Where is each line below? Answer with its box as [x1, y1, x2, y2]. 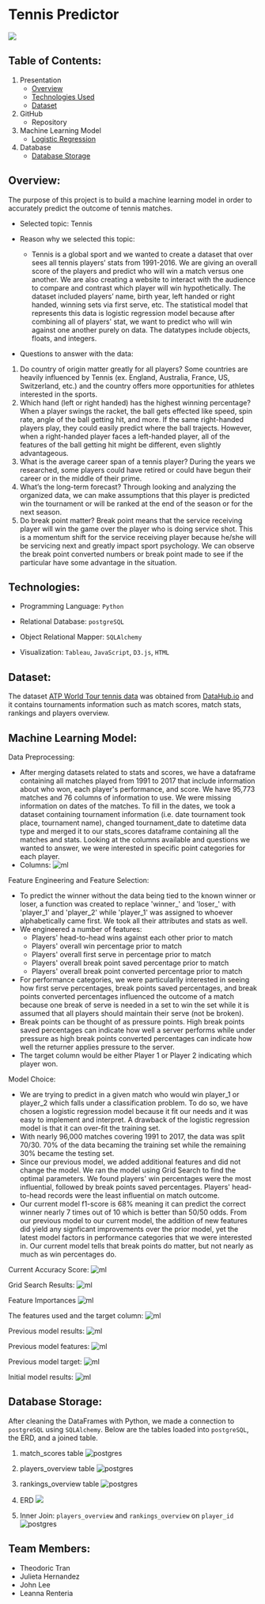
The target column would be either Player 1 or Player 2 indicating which [19, 1051, 252, 1060]
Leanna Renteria [19, 1588, 74, 1598]
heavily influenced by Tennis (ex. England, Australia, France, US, [19, 372, 230, 382]
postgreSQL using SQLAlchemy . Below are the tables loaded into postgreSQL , [8, 1424, 249, 1434]
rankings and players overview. [8, 709, 110, 718]
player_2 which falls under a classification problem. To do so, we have [19, 1098, 248, 1108]
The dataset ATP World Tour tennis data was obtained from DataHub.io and [8, 691, 254, 701]
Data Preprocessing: [8, 752, 75, 762]
